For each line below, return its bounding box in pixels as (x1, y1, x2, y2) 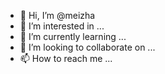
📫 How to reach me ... (19, 53, 113, 64)
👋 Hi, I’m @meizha (19, 10, 96, 21)
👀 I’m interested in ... (19, 20, 105, 32)
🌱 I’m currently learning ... (19, 31, 127, 42)
